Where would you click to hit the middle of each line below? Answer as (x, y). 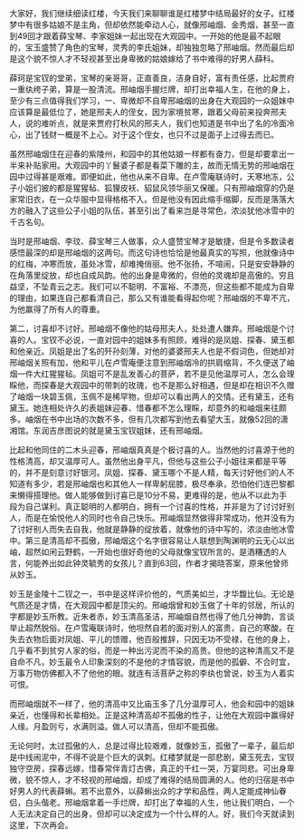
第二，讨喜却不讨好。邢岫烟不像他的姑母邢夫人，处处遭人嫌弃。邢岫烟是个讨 (152, 328)
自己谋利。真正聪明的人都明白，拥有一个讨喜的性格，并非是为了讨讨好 (156, 507)
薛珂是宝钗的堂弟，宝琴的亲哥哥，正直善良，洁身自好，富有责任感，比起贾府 (152, 78)
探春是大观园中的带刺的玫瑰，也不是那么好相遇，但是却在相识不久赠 (167, 385)
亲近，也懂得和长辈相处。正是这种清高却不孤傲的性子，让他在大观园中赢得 (148, 715)
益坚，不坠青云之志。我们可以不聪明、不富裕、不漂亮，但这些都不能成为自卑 (152, 287)
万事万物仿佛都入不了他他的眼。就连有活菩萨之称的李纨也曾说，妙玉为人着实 (152, 673)
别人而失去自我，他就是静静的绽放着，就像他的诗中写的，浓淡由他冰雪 (164, 529)
